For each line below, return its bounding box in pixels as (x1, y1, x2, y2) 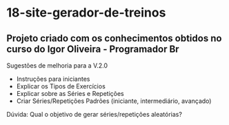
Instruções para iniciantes (16, 75, 90, 83)
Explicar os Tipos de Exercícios (16, 82, 106, 90)
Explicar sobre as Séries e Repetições (16, 90, 125, 97)
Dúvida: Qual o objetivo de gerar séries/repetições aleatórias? (6, 110, 182, 118)
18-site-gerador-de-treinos (6, 5, 166, 21)
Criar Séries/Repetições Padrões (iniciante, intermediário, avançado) (16, 97, 212, 105)
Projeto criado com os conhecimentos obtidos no (6, 32, 222, 44)
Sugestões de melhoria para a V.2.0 (6, 61, 108, 70)
